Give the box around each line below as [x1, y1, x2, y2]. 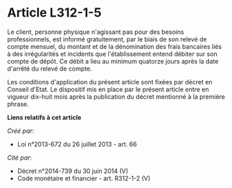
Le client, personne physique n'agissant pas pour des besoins [7, 28, 185, 36]
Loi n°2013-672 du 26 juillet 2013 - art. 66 [17, 140, 137, 148]
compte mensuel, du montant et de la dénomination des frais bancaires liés [7, 42, 222, 50]
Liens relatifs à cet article [7, 113, 82, 122]
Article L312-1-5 [7, 5, 102, 21]
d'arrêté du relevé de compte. [7, 64, 92, 73]
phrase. [7, 100, 29, 108]
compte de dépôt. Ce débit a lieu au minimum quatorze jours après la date [7, 57, 219, 65]
